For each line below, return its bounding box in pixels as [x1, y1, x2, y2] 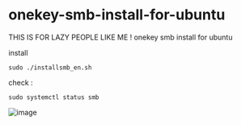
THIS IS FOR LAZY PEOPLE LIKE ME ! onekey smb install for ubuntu [8, 32, 233, 42]
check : [8, 77, 34, 87]
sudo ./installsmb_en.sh [8, 63, 92, 72]
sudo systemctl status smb [8, 93, 99, 102]
